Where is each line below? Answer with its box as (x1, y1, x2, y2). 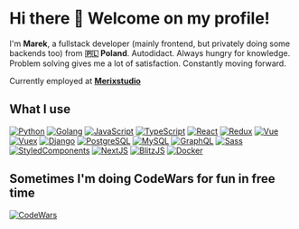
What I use (9, 101, 70, 117)
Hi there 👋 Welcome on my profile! (9, 8, 271, 29)
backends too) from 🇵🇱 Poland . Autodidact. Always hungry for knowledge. (9, 47, 291, 58)
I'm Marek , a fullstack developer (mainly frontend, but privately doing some (9, 38, 291, 49)
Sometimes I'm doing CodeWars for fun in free (9, 171, 276, 186)
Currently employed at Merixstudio (9, 75, 142, 86)
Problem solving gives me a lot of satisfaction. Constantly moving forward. (9, 58, 286, 69)
